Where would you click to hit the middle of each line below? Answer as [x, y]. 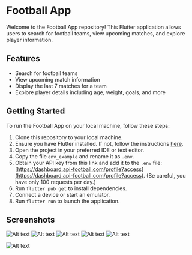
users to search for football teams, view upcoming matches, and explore [96, 33]
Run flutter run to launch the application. [67, 201]
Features [23, 58]
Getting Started [36, 111]
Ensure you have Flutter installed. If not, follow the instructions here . [99, 143]
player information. [29, 40]
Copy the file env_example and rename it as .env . [74, 156]
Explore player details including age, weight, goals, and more [90, 92]
